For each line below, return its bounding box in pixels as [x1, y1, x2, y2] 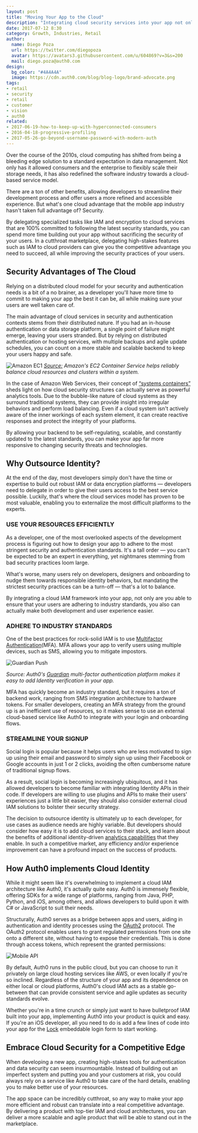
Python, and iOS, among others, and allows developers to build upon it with [6, 898, 189, 905]
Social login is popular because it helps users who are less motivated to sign [6, 748, 192, 755]
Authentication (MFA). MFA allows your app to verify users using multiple [6, 641, 181, 648]
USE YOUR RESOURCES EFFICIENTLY [6, 520, 115, 529]
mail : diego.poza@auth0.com [11, 58, 81, 64]
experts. [6, 506, 27, 513]
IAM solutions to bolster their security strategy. [6, 804, 120, 811]
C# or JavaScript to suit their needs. [6, 904, 94, 911]
